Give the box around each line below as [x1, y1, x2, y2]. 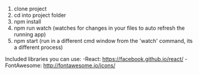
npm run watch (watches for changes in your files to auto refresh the [13, 24, 185, 31]
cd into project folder [13, 11, 66, 19]
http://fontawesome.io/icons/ [43, 62, 116, 69]
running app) [13, 31, 46, 38]
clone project [13, 5, 47, 12]
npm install [13, 18, 42, 25]
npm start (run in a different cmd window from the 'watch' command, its [13, 37, 193, 44]
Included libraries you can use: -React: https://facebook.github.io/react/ [5, 56, 184, 62]
